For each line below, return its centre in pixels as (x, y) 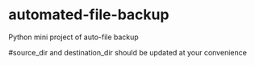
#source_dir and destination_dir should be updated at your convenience (128, 52)
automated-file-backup (89, 15)
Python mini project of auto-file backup (73, 37)
